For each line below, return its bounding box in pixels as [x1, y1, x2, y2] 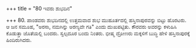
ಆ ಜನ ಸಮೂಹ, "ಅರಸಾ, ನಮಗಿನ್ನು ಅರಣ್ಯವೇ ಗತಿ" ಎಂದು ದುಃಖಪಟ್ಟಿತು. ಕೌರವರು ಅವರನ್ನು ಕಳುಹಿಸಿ [6, 23, 177, 30]
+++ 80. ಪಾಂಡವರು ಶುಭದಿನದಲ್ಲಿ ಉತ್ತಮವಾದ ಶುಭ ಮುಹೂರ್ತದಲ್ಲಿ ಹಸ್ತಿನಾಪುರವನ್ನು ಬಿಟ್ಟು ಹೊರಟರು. [6, 17, 187, 23]
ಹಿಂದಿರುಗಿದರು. [6, 36, 32, 43]
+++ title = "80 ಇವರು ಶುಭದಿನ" [6, 5, 72, 12]
